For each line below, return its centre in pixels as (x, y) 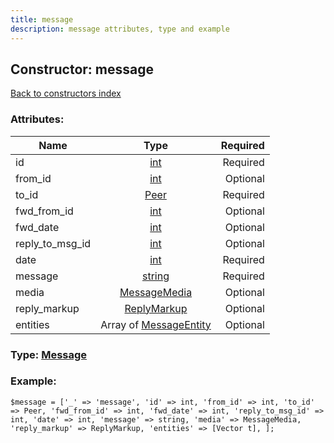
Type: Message (49, 354)
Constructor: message (82, 69)
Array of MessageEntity (156, 324)
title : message (42, 19)
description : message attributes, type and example (120, 29)
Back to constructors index (66, 93)
